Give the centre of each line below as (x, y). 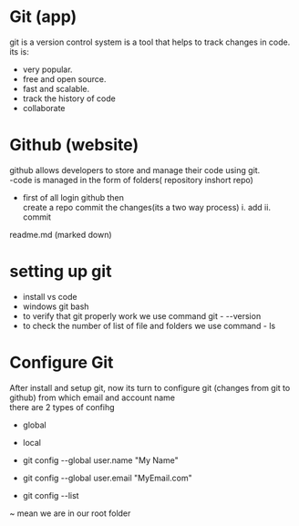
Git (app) (43, 17)
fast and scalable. (56, 88)
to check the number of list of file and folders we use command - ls (149, 325)
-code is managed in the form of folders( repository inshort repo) (131, 180)
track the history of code (69, 98)
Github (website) (74, 145)
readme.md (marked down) (61, 234)
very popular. (47, 69)
